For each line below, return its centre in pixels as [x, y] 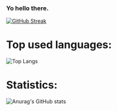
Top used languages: [59, 45]
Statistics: [32, 85]
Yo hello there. [28, 8]
